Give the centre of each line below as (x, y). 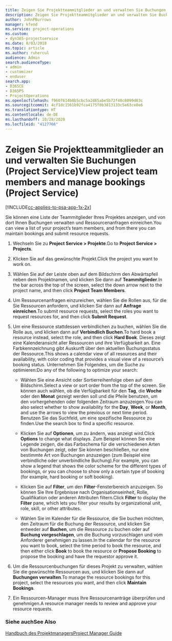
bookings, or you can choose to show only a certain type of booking (92, 471)
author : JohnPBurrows (28, 19)
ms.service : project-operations (40, 29)
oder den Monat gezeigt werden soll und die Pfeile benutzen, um (89, 396)
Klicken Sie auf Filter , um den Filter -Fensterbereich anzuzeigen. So (91, 487)
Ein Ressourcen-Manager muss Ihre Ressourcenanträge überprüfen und (89, 598)
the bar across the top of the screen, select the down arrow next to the (87, 285)
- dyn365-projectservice (32, 39)
